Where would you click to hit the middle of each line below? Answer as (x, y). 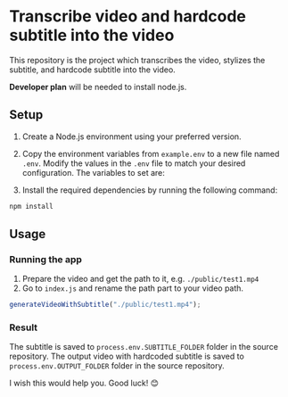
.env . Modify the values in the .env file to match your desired (134, 163)
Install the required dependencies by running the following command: (150, 190)
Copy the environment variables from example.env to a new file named (151, 153)
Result (24, 327)
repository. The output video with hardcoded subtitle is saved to (127, 356)
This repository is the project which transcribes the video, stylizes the (137, 60)
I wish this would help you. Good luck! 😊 (84, 383)
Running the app (46, 259)
